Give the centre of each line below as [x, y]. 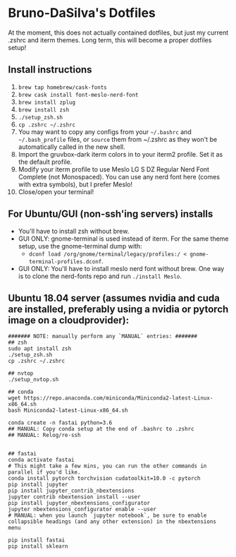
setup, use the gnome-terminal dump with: [80, 246]
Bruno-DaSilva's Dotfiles [82, 13]
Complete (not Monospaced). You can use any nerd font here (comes [119, 176]
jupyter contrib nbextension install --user [74, 497]
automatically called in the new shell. [72, 147]
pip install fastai [37, 540]
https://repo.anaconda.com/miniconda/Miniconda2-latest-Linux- [118, 398]
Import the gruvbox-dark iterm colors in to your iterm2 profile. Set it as [120, 154]
